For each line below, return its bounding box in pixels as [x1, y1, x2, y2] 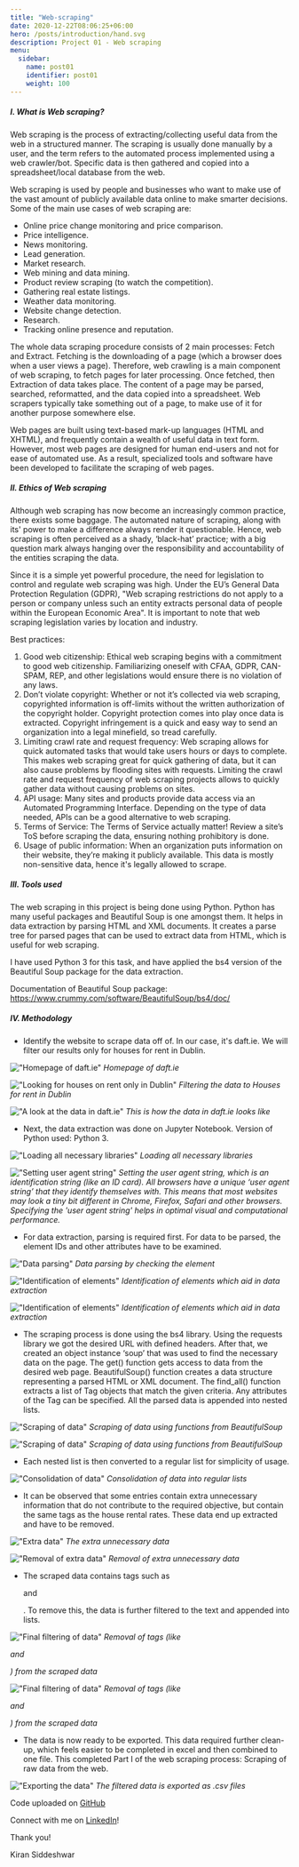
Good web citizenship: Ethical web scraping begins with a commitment [22, 650, 282, 662]
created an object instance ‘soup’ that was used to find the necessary [22, 1347, 279, 1358]
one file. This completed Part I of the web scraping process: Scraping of [22, 1753, 287, 1764]
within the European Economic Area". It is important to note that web [10, 607, 261, 618]
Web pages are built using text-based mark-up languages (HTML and [10, 424, 264, 435]
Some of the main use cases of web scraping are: [10, 203, 192, 213]
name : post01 [26, 63, 75, 72]
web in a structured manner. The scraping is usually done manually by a [10, 139, 273, 149]
